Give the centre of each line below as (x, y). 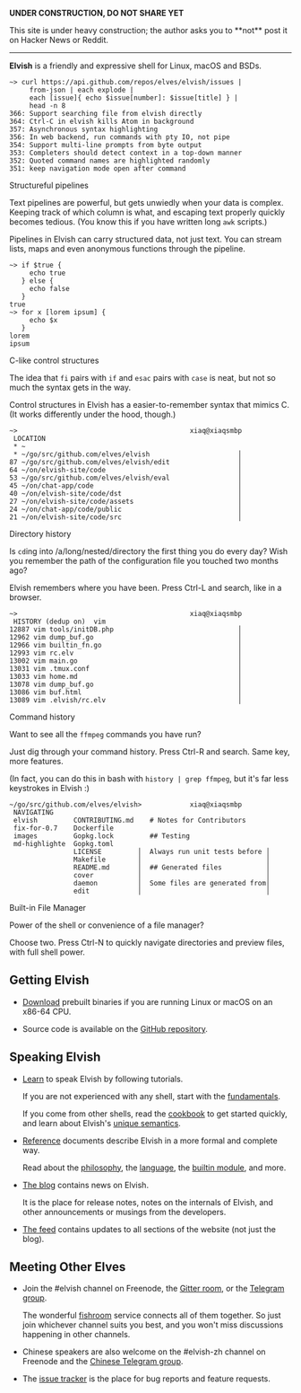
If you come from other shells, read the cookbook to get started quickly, (155, 1114)
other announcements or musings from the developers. (124, 1212)
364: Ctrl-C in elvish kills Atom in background (102, 121)
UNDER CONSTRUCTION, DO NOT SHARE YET (97, 13)
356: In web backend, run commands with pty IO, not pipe (120, 137)
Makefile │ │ (172, 860)
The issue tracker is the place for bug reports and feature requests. (146, 1379)
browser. (26, 597)
